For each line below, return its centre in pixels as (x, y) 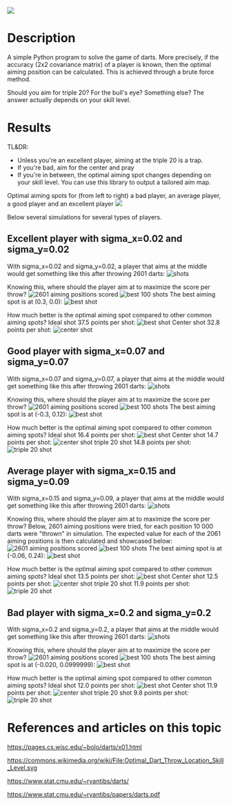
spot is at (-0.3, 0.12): (37, 414)
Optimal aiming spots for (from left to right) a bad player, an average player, (114, 195)
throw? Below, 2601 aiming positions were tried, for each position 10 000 (110, 526)
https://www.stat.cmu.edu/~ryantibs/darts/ (68, 781)
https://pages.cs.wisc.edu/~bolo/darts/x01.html (75, 747)
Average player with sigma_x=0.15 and (91, 471)
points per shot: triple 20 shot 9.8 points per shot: (98, 693)
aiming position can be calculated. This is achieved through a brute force (111, 72)
